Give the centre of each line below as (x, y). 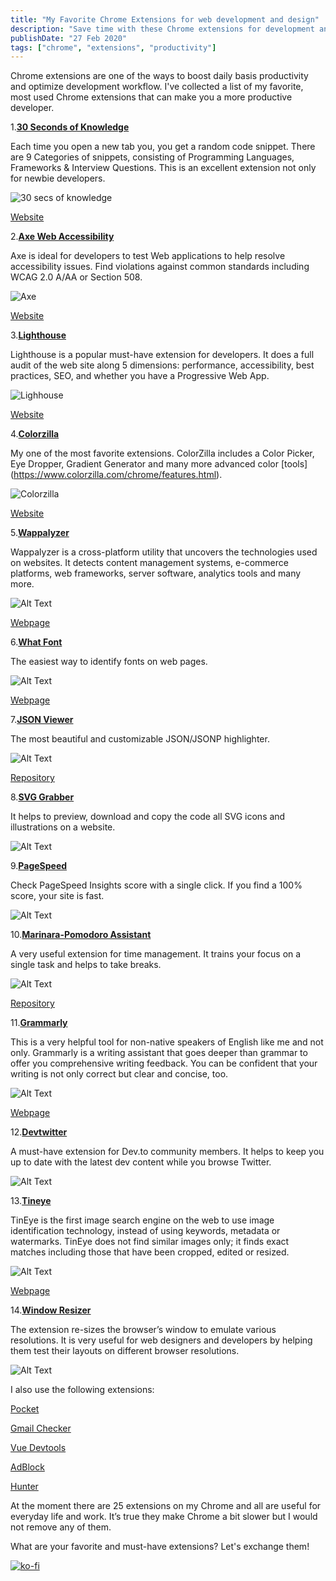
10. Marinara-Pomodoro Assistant (81, 935)
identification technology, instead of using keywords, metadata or (145, 1231)
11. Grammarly (39, 1023)
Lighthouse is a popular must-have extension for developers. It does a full (162, 355)
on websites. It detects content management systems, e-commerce (149, 563)
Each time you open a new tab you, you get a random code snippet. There (163, 147)
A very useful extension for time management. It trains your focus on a (156, 954)
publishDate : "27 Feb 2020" (69, 38)
